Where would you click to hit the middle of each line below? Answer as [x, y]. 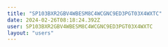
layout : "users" [30, 33]
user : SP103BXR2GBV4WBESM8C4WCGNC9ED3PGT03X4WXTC [80, 26]
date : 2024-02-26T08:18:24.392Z [54, 20]
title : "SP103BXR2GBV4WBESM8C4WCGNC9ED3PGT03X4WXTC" [85, 13]
